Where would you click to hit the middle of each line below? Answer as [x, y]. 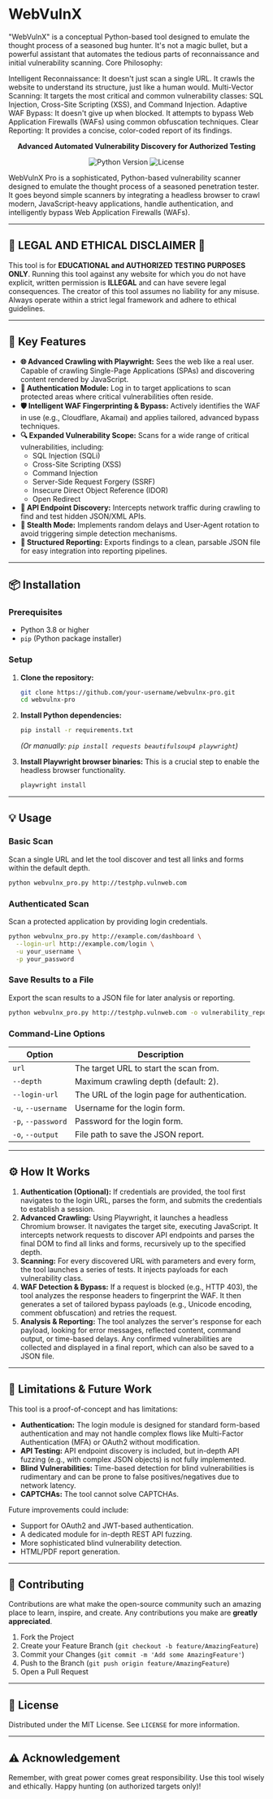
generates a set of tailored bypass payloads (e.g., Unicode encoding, [136, 1304]
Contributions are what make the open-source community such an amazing [135, 1604]
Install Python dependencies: [71, 715]
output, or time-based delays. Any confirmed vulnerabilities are [126, 1338]
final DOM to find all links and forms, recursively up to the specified [133, 1244]
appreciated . [30, 1621]
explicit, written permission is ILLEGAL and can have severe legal [117, 283]
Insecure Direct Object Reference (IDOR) [100, 490]
